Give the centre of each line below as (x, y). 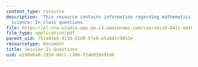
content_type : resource (35, 11)
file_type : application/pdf (41, 33)
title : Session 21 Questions (42, 50)
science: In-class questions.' (50, 22)
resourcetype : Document (35, 44)
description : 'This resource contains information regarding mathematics (99, 17)
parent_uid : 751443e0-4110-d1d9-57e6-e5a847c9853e (70, 38)
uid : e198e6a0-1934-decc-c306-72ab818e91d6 (60, 55)
